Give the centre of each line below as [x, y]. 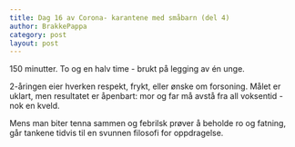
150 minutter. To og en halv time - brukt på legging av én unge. [127, 69]
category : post [38, 34]
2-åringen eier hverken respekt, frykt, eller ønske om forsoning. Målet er [145, 86]
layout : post [34, 43]
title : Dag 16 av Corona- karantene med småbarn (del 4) [120, 18]
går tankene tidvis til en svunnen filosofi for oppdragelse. [117, 133]
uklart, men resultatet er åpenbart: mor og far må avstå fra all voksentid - [147, 96]
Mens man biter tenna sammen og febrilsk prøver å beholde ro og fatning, [148, 123]
